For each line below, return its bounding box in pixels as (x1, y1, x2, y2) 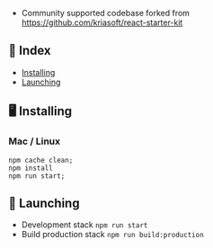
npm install (8, 164, 53, 173)
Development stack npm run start (21, 219, 148, 230)
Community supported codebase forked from (21, 8, 191, 18)
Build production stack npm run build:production (21, 229, 204, 240)
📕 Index (8, 43, 51, 58)
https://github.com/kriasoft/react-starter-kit (21, 17, 183, 28)
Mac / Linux (8, 135, 61, 147)
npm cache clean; (8, 155, 74, 164)
